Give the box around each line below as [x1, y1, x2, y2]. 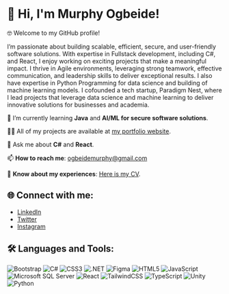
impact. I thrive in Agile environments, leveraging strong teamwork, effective [7, 64, 222, 72]
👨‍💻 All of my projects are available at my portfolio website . [7, 126, 172, 135]
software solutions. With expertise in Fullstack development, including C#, [7, 49, 216, 57]
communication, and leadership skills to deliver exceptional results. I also [7, 71, 213, 79]
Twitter [16, 215, 38, 223]
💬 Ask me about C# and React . [7, 140, 94, 148]
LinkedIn [16, 208, 42, 216]
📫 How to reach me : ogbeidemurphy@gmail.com [7, 154, 148, 162]
